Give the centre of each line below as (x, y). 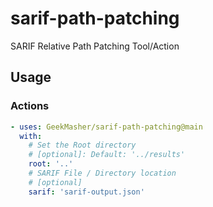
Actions (30, 106)
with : (31, 136)
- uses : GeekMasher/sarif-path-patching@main (106, 127)
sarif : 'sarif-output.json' (86, 192)
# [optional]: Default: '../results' (107, 155)
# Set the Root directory (82, 145)
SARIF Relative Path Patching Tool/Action (95, 46)
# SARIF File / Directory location (102, 173)
